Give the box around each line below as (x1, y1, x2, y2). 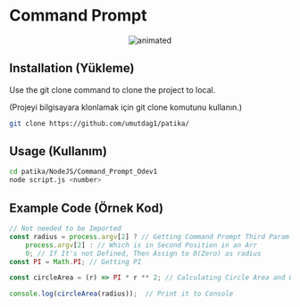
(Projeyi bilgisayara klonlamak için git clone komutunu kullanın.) (9, 102, 243, 112)
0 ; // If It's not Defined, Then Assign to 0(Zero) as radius (25, 249, 262, 258)
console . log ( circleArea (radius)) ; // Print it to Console (9, 289, 234, 299)
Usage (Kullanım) (9, 144, 107, 159)
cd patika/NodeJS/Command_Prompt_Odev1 (9, 167, 158, 177)
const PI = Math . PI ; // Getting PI (9, 257, 142, 266)
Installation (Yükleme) (9, 61, 135, 76)
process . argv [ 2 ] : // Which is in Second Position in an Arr (25, 240, 257, 250)
